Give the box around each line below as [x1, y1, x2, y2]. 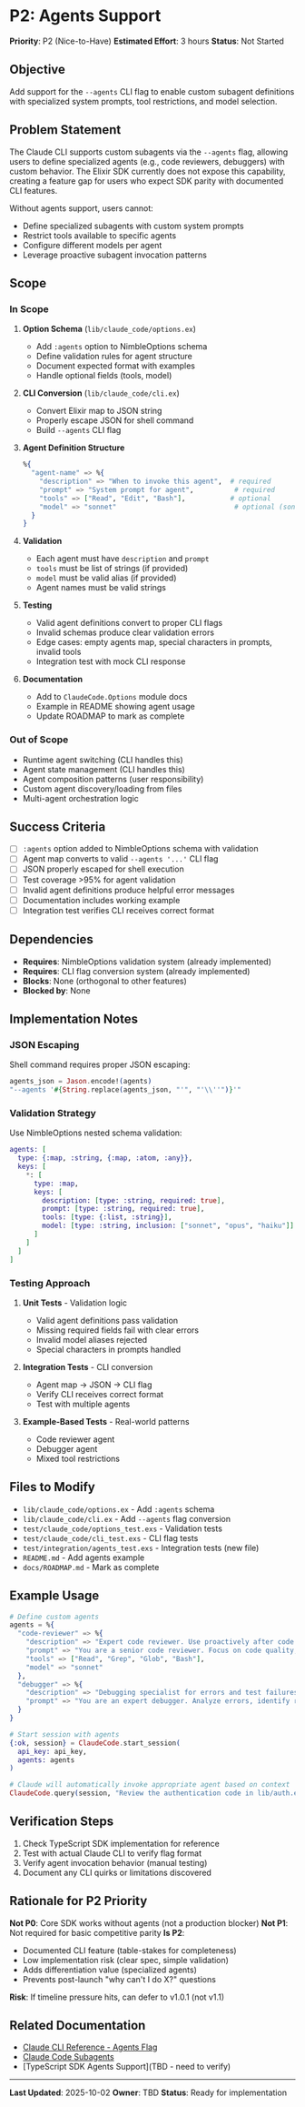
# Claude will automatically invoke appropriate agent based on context [9, 1780, 290, 1789]
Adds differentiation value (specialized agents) [22, 1964, 198, 1975]
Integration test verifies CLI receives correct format [22, 904, 215, 915]
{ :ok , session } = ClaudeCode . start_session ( [9, 1739, 181, 1748]
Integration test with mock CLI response [35, 656, 186, 667]
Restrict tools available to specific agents [22, 229, 177, 241]
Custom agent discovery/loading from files [22, 783, 182, 794]
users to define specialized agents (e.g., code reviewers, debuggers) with [9, 156, 286, 166]
